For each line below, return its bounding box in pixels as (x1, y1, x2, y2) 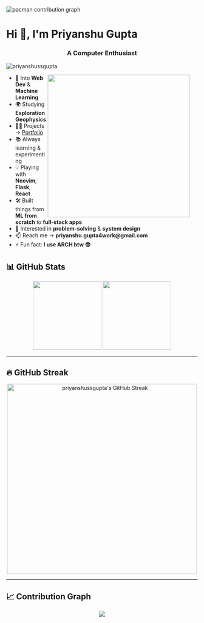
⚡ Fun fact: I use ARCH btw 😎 (15, 241, 91, 248)
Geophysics (15, 116, 47, 124)
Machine (15, 88, 38, 95)
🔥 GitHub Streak (6, 367, 69, 378)
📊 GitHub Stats (6, 262, 66, 272)
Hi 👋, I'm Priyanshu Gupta (6, 27, 138, 41)
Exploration (15, 110, 46, 117)
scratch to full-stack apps (15, 218, 83, 226)
